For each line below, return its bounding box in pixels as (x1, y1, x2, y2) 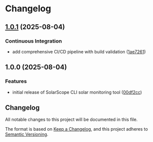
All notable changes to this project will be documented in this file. (5, 117, 138, 123)
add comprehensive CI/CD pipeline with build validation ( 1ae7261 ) (12, 48, 146, 54)
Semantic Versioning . (5, 132, 48, 138)
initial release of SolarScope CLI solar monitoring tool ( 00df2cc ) (12, 89, 142, 95)
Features (5, 78, 27, 85)
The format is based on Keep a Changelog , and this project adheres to (5, 126, 148, 132)
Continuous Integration (5, 38, 62, 45)
